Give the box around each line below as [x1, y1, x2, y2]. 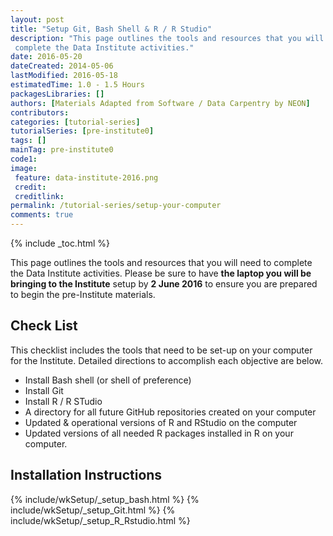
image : [10, 163, 38, 173]
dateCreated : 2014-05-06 [10, 61, 114, 71]
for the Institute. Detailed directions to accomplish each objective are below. [10, 354, 324, 366]
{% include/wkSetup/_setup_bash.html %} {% [10, 493, 200, 505]
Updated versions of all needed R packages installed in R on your [24, 427, 294, 439]
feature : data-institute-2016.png [14, 172, 159, 183]
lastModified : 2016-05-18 [10, 71, 118, 81]
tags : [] [10, 136, 47, 146]
